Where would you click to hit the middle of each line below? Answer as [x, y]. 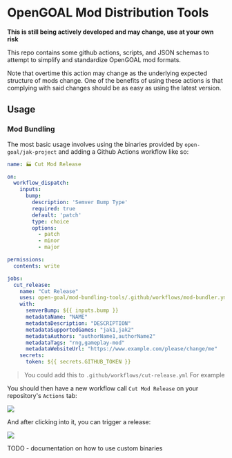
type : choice [51, 221]
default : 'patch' [57, 215]
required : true [54, 208]
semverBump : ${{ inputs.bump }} [72, 311]
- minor [49, 241]
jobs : [15, 278]
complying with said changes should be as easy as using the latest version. [114, 88]
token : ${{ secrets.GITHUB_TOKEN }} [78, 362]
